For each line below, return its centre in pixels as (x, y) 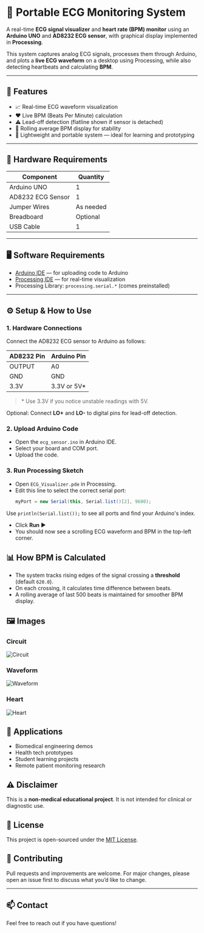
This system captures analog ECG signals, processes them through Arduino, (102, 53)
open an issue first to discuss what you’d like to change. (76, 880)
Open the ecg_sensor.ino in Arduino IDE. (66, 442)
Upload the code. (37, 455)
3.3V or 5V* (68, 387)
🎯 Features (27, 91)
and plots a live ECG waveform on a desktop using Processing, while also (99, 60)
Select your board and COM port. (57, 449)
